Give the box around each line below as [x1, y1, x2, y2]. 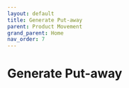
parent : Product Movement [7, 23, 82, 30]
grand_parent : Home [7, 29, 64, 37]
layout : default [7, 10, 54, 17]
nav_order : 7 [7, 36, 45, 43]
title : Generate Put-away [7, 17, 82, 24]
